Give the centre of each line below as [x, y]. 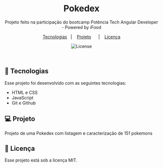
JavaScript [22, 97]
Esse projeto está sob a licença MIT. [41, 160]
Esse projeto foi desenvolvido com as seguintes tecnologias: [65, 83]
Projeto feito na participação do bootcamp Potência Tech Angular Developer [81, 22]
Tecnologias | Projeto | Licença [81, 37]
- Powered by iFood [81, 27]
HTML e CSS [25, 92]
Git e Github [24, 103]
